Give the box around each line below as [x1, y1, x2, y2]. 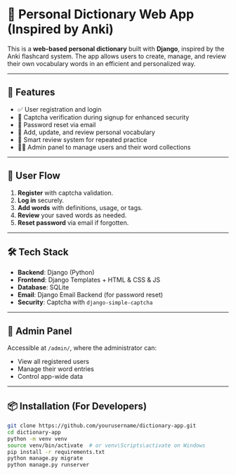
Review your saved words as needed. [17, 211, 127, 219]
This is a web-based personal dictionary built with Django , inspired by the [7, 44, 225, 53]
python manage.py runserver [7, 462, 90, 469]
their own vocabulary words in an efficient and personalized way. [7, 59, 196, 67]
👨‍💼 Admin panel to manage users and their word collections [17, 143, 191, 151]
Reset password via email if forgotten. [17, 218, 129, 227]
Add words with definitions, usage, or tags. [17, 203, 143, 212]
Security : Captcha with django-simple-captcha [17, 298, 153, 306]
